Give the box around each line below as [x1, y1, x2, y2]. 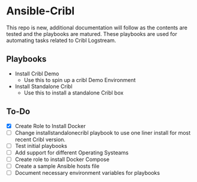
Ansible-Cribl [6, 4, 75, 18]
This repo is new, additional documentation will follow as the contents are [6, 24, 188, 31]
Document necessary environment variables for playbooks [14, 169, 160, 176]
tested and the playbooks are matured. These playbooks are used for [6, 30, 178, 37]
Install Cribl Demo [14, 70, 59, 77]
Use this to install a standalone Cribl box [23, 89, 124, 96]
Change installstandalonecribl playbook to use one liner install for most [14, 129, 191, 136]
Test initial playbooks [14, 142, 67, 149]
